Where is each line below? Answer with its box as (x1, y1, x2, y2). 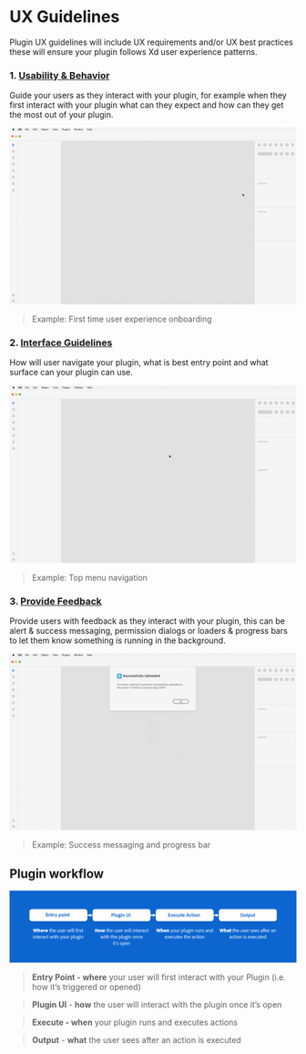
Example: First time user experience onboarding (31, 313, 212, 324)
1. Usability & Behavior (9, 69, 110, 81)
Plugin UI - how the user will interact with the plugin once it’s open (31, 999, 282, 1010)
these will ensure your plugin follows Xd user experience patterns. (9, 46, 258, 57)
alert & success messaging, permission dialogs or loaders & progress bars (9, 626, 289, 637)
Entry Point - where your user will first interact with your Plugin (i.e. (31, 972, 287, 983)
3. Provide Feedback (9, 595, 102, 607)
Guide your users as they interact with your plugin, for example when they (9, 90, 287, 101)
